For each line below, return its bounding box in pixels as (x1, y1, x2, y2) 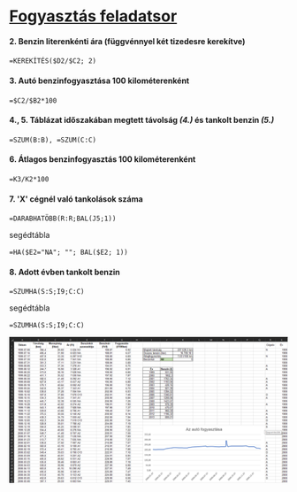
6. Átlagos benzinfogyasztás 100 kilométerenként (9, 154, 196, 165)
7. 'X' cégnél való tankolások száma (9, 193, 143, 204)
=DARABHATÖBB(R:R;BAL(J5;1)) (9, 214, 117, 223)
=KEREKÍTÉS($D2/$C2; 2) (9, 57, 97, 65)
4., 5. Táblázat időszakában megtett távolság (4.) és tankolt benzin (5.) (9, 115, 275, 126)
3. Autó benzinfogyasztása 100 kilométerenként (9, 75, 190, 86)
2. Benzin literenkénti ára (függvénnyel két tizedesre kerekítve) (9, 35, 246, 46)
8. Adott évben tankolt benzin (9, 266, 121, 277)
